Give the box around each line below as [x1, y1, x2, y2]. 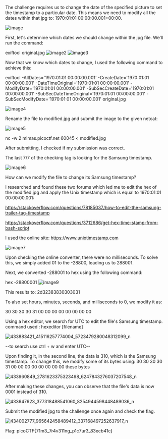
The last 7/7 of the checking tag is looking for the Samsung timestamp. [5, 155, 153, 160]
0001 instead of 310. [5, 389, 47, 395]
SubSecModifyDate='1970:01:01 [5, 96, 72, 102]
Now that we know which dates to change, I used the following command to [5, 60, 163, 65]
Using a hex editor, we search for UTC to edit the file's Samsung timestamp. [5, 318, 163, 324]
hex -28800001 [5, 280, 37, 285]
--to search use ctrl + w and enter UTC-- [5, 343, 91, 349]
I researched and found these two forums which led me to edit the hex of [5, 184, 157, 190]
